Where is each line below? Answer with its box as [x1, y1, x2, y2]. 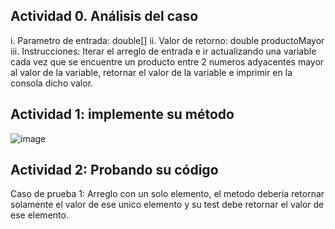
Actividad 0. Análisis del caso [10, 8, 199, 25]
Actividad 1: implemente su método [10, 106, 235, 123]
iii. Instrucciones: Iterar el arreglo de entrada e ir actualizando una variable [10, 45, 317, 57]
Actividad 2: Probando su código [10, 162, 219, 179]
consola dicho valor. [10, 77, 94, 89]
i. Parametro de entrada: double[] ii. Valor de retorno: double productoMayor [10, 34, 325, 46]
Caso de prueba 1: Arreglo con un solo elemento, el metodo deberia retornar [10, 188, 325, 200]
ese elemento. [10, 209, 69, 221]
